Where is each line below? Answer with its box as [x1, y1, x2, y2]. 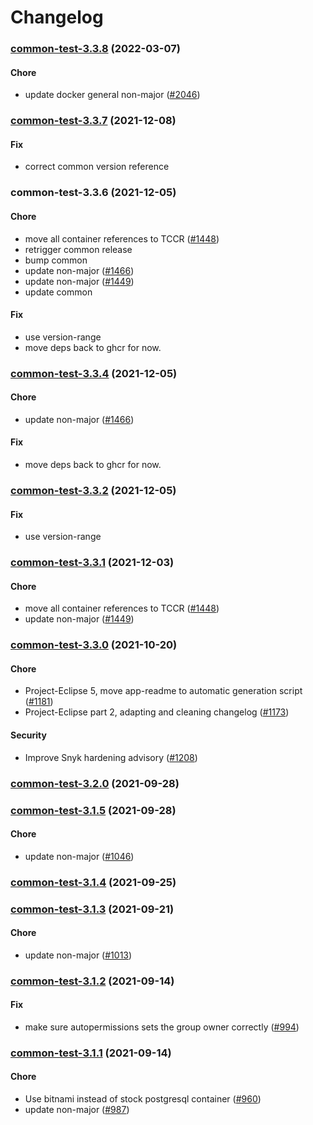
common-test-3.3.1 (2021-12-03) [10, 556, 175, 570]
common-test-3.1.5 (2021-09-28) [10, 803, 177, 817]
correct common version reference [24, 161, 170, 173]
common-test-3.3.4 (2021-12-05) [10, 366, 178, 380]
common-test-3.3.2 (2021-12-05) [10, 484, 177, 498]
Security [10, 729, 47, 741]
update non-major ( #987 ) [24, 1104, 130, 1116]
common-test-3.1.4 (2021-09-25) [10, 875, 177, 889]
